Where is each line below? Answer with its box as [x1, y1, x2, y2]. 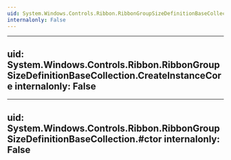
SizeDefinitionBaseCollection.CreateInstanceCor [7, 69, 222, 81]
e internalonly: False [7, 80, 96, 92]
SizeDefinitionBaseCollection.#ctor [7, 133, 162, 145]
